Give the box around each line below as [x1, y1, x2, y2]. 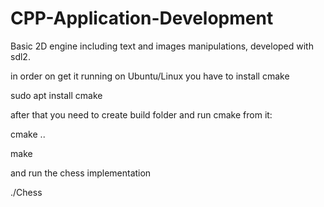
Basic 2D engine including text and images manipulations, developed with [10, 40, 314, 52]
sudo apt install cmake [10, 89, 103, 101]
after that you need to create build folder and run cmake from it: [10, 108, 273, 121]
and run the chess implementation [10, 167, 152, 179]
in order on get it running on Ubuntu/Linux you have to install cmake [10, 70, 290, 82]
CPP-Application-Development [10, 7, 274, 30]
